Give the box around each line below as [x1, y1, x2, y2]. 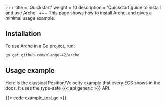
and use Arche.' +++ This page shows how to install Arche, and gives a [5, 10, 152, 16]
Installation [5, 30, 41, 38]
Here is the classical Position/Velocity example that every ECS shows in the [5, 80, 161, 86]
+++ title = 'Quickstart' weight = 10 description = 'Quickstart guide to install [5, 5, 161, 10]
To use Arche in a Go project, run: [5, 43, 75, 49]
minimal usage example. [5, 15, 55, 21]
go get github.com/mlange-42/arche [5, 52, 80, 57]
